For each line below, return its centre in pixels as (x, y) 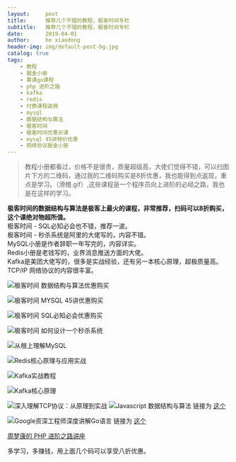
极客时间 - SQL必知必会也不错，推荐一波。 (69, 226)
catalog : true (28, 54)
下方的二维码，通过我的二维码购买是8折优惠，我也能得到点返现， (126, 176)
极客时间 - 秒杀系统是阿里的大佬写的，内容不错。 (79, 235)
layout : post (33, 14)
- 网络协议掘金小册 (45, 146)
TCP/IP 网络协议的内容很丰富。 (52, 271)
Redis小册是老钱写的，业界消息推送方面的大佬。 (77, 253)
